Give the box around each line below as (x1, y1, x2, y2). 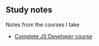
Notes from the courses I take (5, 21, 80, 28)
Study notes (5, 5, 53, 15)
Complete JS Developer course (14, 33, 93, 40)
